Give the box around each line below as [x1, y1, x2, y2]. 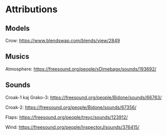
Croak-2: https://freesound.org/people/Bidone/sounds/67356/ [5, 104, 137, 110]
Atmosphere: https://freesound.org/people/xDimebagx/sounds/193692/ [5, 65, 157, 72]
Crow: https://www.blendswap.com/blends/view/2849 [5, 37, 120, 43]
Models [5, 24, 30, 33]
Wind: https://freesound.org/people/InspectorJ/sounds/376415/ [5, 124, 140, 130]
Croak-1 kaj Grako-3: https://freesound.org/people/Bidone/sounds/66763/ [5, 94, 162, 100]
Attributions [5, 4, 58, 15]
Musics [5, 52, 30, 61]
